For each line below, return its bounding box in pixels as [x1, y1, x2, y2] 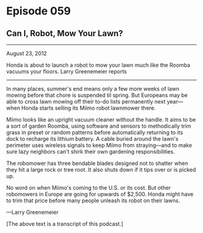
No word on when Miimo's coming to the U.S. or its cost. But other [6, 184, 171, 191]
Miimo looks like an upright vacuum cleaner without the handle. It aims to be [6, 116, 196, 123]
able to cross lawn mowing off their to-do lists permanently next [6, 98, 166, 105]
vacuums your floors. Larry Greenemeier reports [6, 68, 127, 75]
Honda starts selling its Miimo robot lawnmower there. [21, 104, 156, 111]
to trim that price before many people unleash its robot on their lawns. [6, 197, 180, 204]
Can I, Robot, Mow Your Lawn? [6, 28, 123, 39]
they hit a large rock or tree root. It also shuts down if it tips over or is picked [6, 166, 196, 173]
